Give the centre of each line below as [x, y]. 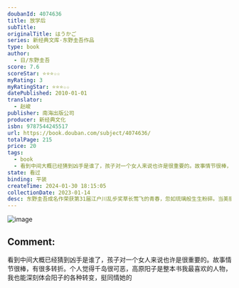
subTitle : [22, 27]
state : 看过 [24, 172]
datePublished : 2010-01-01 [47, 93]
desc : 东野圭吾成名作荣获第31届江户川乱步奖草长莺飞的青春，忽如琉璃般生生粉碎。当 [116, 199]
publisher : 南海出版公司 [41, 113]
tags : [15, 153]
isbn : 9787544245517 [38, 126]
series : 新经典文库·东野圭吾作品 [51, 41]
